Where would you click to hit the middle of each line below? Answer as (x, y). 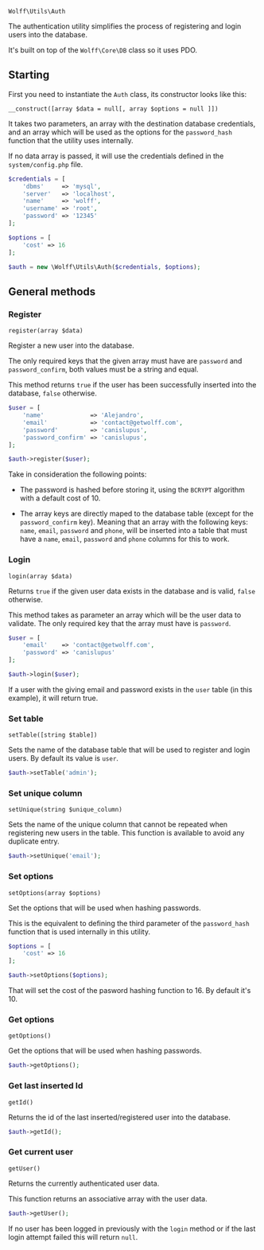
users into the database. (48, 35)
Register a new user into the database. (72, 345)
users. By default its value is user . (64, 758)
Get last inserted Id (46, 1086)
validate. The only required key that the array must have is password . (120, 623)
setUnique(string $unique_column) (66, 810)
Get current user (41, 1152)
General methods (52, 292)
